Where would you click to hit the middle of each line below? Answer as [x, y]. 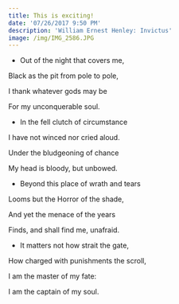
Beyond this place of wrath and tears [80, 184]
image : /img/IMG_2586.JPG [51, 38]
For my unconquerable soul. [54, 107]
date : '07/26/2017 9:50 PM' [55, 23]
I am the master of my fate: [53, 276]
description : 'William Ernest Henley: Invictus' [90, 30]
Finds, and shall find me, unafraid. [64, 230]
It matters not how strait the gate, [74, 246]
